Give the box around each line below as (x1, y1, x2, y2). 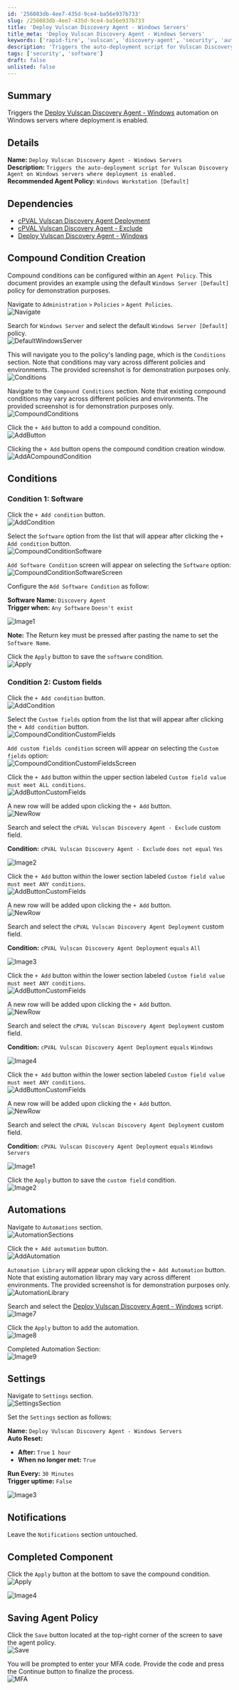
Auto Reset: (7, 1435, 43, 1443)
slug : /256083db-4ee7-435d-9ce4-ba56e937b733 (7, 17, 144, 24)
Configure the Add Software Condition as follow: (7, 581, 149, 591)
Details (7, 137, 39, 149)
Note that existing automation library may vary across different (7, 1273, 191, 1282)
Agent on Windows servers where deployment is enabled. (7, 171, 176, 178)
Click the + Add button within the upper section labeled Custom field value (7, 773, 226, 781)
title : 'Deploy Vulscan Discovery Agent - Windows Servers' (7, 23, 190, 31)
